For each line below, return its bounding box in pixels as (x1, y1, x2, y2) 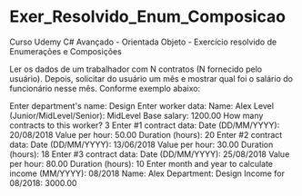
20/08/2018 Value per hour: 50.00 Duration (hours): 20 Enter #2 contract (9, 129, 283, 140)
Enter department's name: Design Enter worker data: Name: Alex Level (9, 100, 275, 111)
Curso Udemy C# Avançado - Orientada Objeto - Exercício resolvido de (9, 36, 277, 47)
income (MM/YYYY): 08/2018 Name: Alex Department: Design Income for (9, 168, 285, 179)
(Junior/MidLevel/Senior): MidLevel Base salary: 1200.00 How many (9, 110, 264, 121)
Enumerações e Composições (9, 45, 123, 56)
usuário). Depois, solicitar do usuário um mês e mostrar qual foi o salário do (9, 73, 294, 83)
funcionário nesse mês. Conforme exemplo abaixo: (9, 83, 201, 93)
